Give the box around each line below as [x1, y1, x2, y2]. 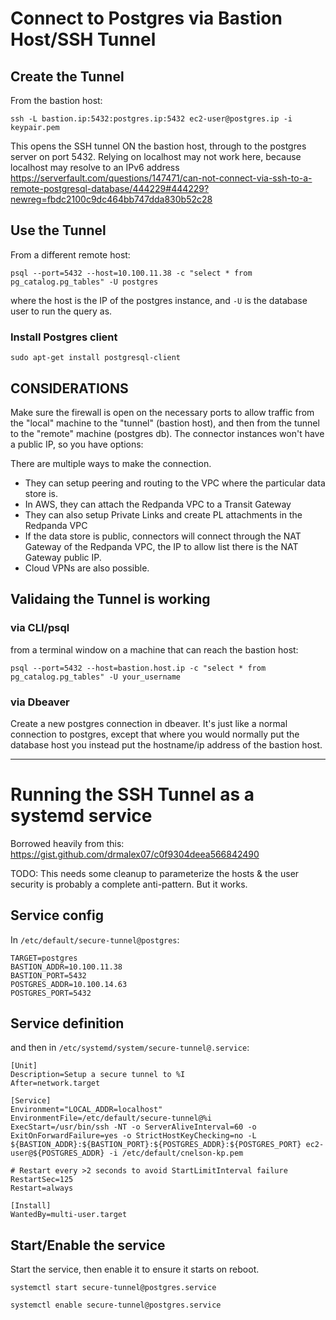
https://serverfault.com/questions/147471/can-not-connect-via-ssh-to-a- [10, 172, 313, 184]
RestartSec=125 [10, 1175, 74, 1185]
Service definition [10, 1015, 125, 1032]
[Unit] [10, 1061, 38, 1071]
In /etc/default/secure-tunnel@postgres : [10, 933, 180, 946]
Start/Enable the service [10, 1237, 166, 1254]
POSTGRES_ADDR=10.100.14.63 [10, 979, 128, 989]
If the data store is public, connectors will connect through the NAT [24, 530, 302, 542]
